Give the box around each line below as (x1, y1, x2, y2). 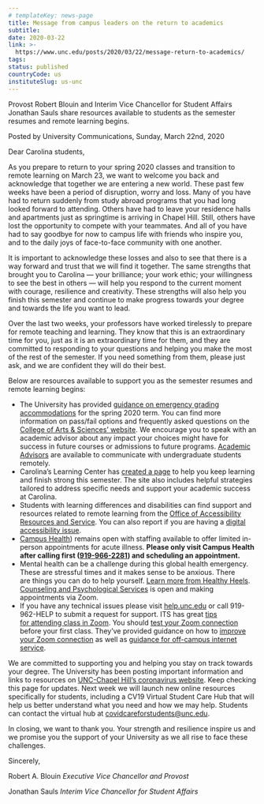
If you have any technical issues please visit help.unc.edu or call (19, 601, 229, 611)
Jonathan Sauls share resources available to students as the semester (8, 107, 236, 117)
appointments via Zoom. (19, 592, 99, 602)
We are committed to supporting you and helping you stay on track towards (8, 658, 254, 667)
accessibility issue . (19, 525, 82, 535)
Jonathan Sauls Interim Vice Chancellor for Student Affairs (8, 787, 199, 796)
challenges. (8, 740, 46, 750)
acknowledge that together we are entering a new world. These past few (8, 178, 244, 188)
